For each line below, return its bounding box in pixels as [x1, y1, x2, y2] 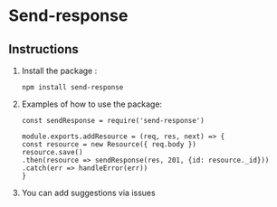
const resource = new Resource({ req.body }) [21, 140, 196, 149]
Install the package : [21, 65, 98, 76]
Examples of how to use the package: [21, 99, 163, 109]
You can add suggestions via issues [21, 187, 156, 198]
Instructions [8, 42, 79, 57]
